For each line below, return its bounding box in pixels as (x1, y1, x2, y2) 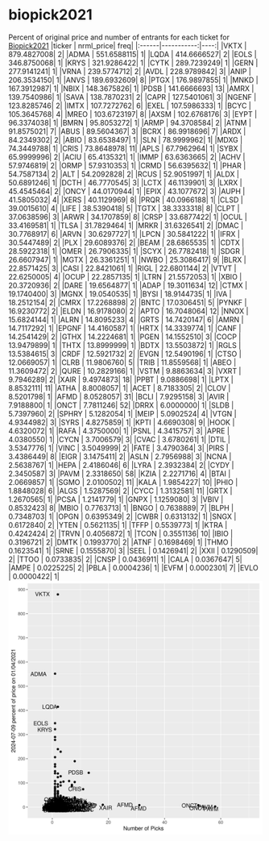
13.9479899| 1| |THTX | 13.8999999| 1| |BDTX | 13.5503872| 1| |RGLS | (8, 340, 242, 350)
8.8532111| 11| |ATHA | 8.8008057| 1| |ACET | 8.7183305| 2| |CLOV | (8, 383, 231, 392)
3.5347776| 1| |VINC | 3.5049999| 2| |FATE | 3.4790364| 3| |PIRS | (8, 443, 229, 453)
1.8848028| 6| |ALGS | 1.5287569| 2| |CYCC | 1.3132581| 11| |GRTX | (8, 486, 233, 495)
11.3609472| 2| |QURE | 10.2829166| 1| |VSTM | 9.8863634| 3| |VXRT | (8, 366, 242, 375)
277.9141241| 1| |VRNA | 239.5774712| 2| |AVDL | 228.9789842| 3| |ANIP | (8, 66, 251, 76)
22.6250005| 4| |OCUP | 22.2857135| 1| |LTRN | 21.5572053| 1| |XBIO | (8, 271, 242, 281)
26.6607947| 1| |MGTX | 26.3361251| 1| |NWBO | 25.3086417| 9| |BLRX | (8, 255, 247, 264)
